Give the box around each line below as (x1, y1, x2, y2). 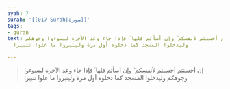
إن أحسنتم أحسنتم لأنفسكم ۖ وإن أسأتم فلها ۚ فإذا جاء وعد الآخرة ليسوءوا (23, 66, 204, 74)
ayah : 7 (7, 10, 29, 17)
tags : (7, 22, 23, 29)
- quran (7, 29, 29, 36)
